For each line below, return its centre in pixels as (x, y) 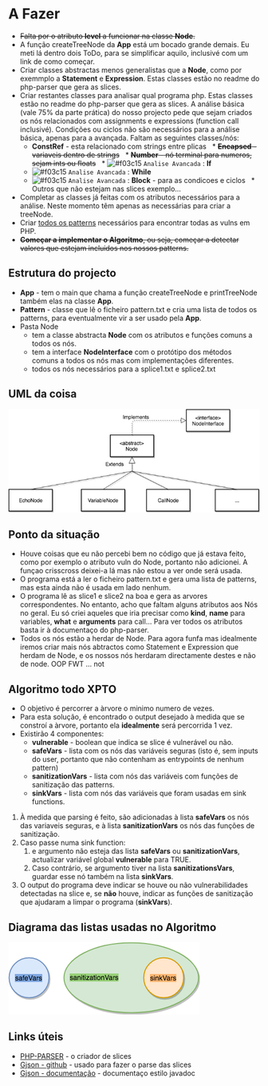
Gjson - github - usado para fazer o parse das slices (105, 1064)
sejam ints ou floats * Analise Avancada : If (122, 163)
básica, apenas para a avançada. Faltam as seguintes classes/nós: (129, 137)
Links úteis (36, 1037)
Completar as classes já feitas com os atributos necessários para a (130, 197)
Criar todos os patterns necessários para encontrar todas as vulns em (135, 222)
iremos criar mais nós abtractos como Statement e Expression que (129, 647)
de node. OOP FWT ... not (62, 664)
